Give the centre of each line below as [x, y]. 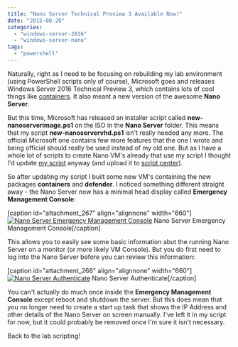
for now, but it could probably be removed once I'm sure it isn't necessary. [116, 322]
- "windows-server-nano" [50, 40]
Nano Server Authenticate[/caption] [144, 278]
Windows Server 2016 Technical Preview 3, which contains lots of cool [111, 89]
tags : [15, 47]
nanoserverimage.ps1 [40, 125]
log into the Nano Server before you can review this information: [101, 257]
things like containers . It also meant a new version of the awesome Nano [114, 96]
